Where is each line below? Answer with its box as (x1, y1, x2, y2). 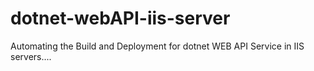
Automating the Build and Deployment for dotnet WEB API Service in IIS (10, 40, 305, 52)
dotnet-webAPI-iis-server (10, 7, 231, 30)
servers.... (10, 50, 52, 62)
